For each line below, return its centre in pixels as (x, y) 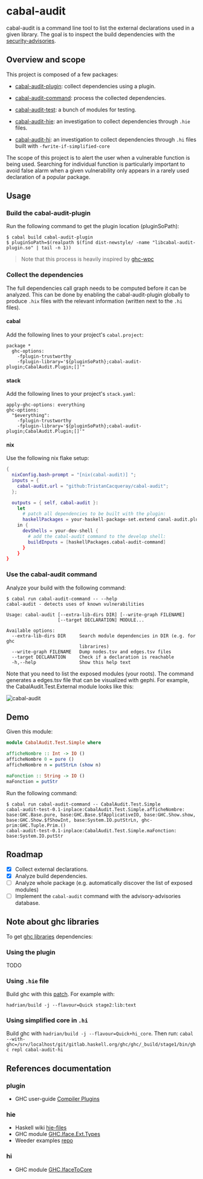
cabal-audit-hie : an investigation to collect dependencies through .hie (102, 121)
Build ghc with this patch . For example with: (60, 994)
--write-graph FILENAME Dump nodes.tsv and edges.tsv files (92, 652)
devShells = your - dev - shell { (60, 531)
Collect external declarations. (52, 869)
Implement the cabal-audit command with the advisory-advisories (98, 896)
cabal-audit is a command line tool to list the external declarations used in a (100, 28)
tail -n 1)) (56, 248)
